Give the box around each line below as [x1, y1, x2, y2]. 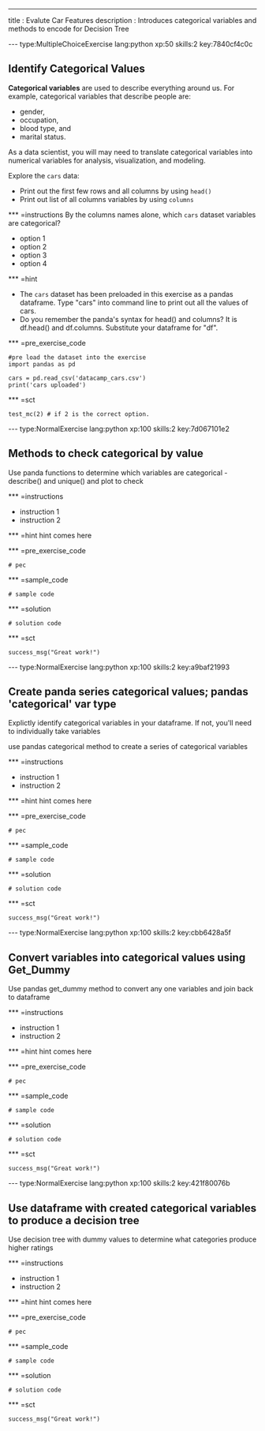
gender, [19, 107, 45, 116]
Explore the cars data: [8, 170, 80, 180]
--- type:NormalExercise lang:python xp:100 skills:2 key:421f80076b [8, 1178, 230, 1188]
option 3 [19, 250, 47, 260]
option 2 [19, 242, 47, 251]
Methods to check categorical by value [8, 447, 203, 460]
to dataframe [8, 992, 50, 1002]
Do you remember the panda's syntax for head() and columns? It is [19, 314, 238, 324]
